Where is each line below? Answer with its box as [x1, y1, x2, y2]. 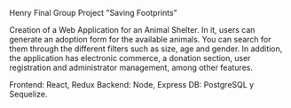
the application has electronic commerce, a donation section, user [9, 53, 251, 63]
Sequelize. [9, 89, 48, 99]
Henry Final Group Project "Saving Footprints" [9, 8, 177, 18]
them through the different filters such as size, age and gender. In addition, [9, 43, 283, 54]
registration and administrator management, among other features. [9, 62, 253, 73]
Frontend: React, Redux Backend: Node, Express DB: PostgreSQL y [9, 80, 255, 89]
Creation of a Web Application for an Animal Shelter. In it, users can [9, 25, 256, 35]
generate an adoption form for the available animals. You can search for [9, 35, 271, 44]
